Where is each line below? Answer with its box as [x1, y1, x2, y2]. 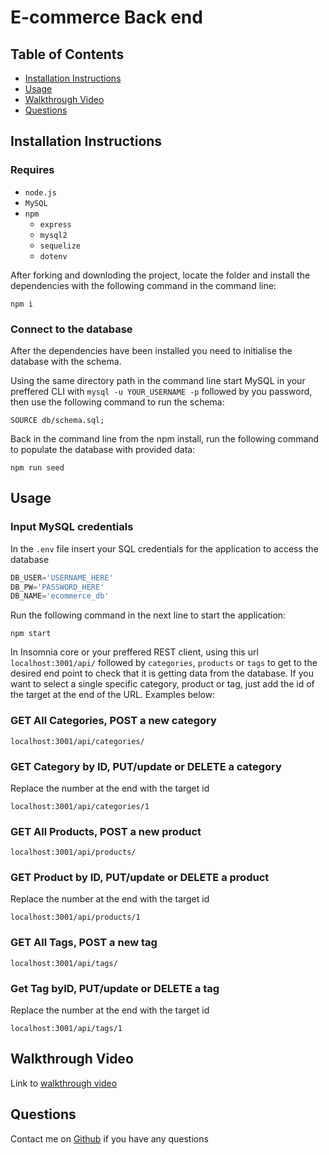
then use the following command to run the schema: [10, 396, 225, 408]
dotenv [39, 251, 68, 261]
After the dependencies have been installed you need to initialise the [10, 344, 293, 356]
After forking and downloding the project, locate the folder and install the [10, 269, 311, 281]
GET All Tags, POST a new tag [10, 936, 158, 950]
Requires [10, 163, 55, 177]
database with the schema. [10, 355, 122, 367]
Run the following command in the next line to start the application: [10, 609, 287, 621]
